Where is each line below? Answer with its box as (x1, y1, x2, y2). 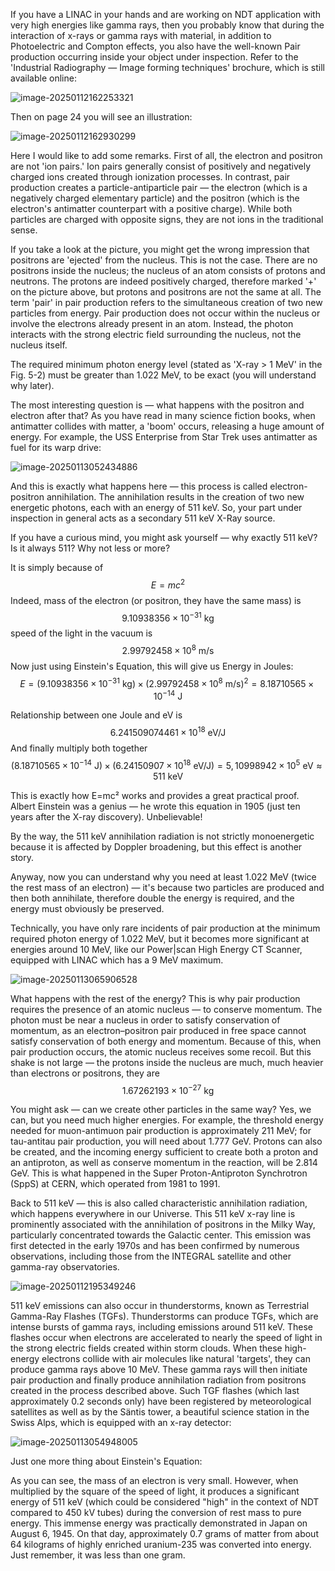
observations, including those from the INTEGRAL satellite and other (10, 1250, 292, 1263)
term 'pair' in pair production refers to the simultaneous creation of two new (10, 297, 323, 308)
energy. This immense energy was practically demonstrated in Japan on (10, 1517, 308, 1529)
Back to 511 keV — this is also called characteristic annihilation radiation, (10, 1197, 308, 1209)
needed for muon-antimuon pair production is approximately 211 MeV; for (10, 1125, 312, 1137)
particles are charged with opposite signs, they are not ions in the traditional (10, 214, 324, 225)
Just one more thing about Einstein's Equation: (10, 1455, 203, 1468)
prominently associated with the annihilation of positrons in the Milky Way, (10, 1219, 316, 1231)
